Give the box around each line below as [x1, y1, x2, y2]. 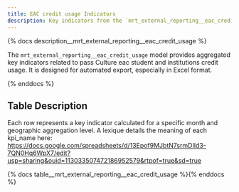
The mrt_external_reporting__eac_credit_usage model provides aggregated [7, 50, 231, 59]
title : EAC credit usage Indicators [7, 10, 116, 18]
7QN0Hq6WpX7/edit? [7, 149, 71, 157]
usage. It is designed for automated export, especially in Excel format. [7, 65, 212, 74]
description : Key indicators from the [7, 17, 122, 24]
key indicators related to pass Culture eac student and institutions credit [7, 58, 218, 66]
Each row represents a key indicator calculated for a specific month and [7, 119, 218, 127]
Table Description [7, 100, 87, 112]
